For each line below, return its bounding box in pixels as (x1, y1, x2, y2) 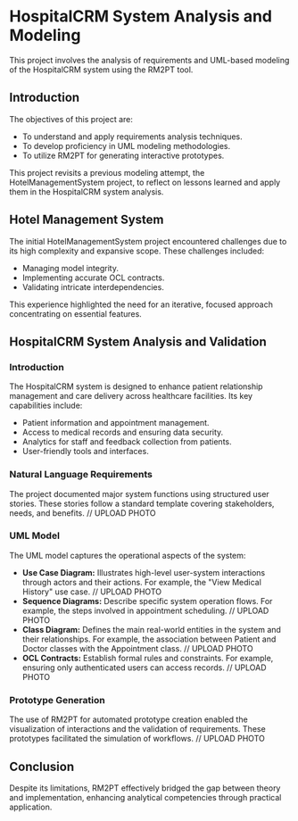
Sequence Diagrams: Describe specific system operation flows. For (21, 595, 273, 606)
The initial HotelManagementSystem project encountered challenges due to (9, 236, 287, 246)
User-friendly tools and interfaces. (21, 446, 149, 457)
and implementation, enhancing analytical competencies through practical (9, 792, 282, 802)
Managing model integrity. (21, 262, 119, 273)
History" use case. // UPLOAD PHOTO (21, 586, 162, 597)
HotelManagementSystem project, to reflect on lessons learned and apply (9, 177, 281, 187)
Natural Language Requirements (9, 469, 153, 481)
